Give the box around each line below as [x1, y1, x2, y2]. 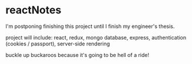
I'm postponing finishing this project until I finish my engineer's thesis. [5, 23, 175, 30]
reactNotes [5, 3, 62, 17]
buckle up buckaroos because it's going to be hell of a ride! [5, 51, 149, 58]
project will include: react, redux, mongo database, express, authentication [5, 34, 187, 41]
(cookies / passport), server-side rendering [5, 40, 110, 47]
